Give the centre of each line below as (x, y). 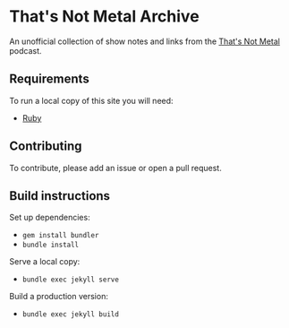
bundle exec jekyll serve (70, 280)
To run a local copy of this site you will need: (91, 100)
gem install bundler (60, 236)
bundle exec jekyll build (70, 315)
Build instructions (59, 196)
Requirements (49, 79)
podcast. (25, 50)
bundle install (51, 245)
